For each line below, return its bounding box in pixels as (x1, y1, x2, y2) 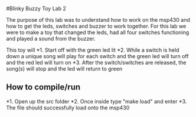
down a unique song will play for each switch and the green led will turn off (6, 53, 189, 59)
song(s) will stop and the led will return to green (6, 65, 123, 72)
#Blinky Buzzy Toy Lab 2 (6, 5, 66, 12)
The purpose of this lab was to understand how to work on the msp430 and (6, 16, 190, 23)
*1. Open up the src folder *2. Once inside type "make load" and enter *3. (6, 98, 187, 105)
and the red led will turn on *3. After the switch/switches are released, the (6, 59, 187, 66)
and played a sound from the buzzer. (6, 35, 96, 42)
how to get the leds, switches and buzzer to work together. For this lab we (6, 23, 187, 29)
